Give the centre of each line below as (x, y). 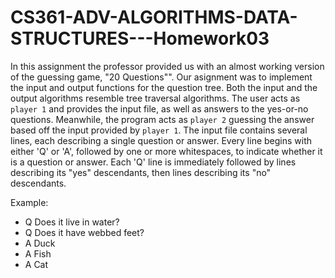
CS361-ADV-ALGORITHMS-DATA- (154, 17)
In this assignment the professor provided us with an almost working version (167, 66)
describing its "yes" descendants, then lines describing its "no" (141, 172)
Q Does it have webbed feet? (84, 232)
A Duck (40, 243)
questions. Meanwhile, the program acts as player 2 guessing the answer (162, 119)
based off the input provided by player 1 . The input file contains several (159, 130)
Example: (29, 202)
